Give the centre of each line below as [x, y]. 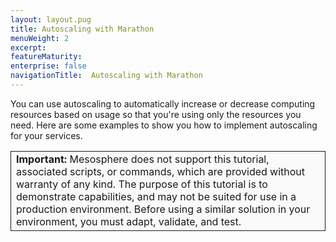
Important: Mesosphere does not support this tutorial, [143, 159]
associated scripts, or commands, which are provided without [161, 171]
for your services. [46, 135]
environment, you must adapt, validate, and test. [129, 221]
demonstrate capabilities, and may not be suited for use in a [156, 196]
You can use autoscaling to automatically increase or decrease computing [163, 103]
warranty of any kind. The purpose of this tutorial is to [142, 184]
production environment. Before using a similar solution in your [163, 209]
